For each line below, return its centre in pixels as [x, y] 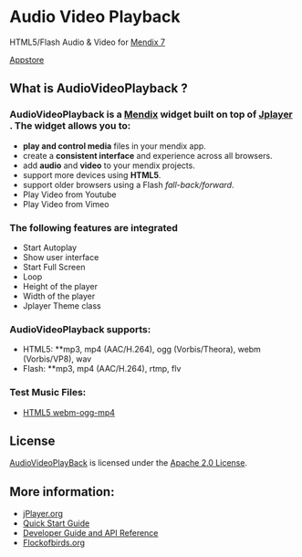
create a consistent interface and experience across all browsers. [147, 155]
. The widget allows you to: [70, 126]
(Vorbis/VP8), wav [57, 359]
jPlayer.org [43, 514]
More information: [62, 492]
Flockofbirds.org [53, 543]
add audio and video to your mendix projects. [109, 165]
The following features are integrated [94, 227]
